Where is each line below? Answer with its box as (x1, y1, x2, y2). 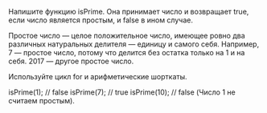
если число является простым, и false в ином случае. (8, 15, 193, 25)
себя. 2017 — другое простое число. (8, 56, 134, 66)
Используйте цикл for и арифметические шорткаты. (8, 72, 187, 81)
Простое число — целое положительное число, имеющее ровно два (8, 31, 245, 40)
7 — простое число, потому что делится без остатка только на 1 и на (8, 48, 245, 57)
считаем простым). (8, 96, 75, 105)
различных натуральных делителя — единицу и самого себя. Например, (8, 39, 260, 49)
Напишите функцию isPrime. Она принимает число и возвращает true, (8, 7, 249, 16)
